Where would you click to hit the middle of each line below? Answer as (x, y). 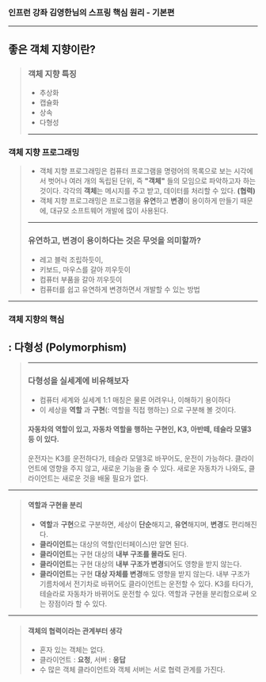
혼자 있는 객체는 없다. (72, 650)
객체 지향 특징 (52, 74)
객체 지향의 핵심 (36, 319)
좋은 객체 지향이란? (52, 49)
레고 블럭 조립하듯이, (71, 259)
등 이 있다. (43, 439)
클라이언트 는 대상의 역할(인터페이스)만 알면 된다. (114, 544)
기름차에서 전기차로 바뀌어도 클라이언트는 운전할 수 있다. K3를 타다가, (146, 584)
